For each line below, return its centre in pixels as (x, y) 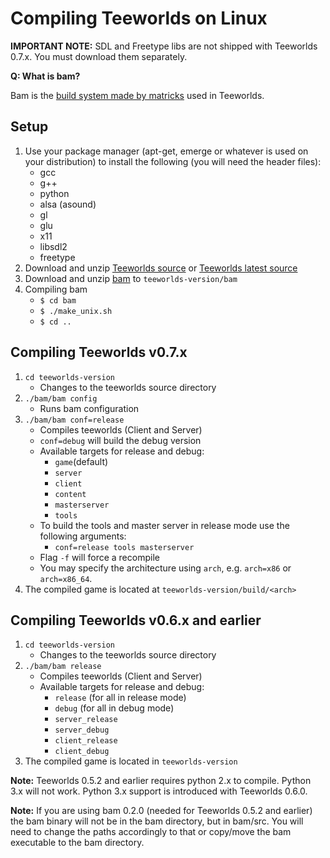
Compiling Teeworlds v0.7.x (99, 352)
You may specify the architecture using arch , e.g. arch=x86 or (165, 568)
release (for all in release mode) (120, 698)
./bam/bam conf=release (74, 420)
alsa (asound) (68, 204)
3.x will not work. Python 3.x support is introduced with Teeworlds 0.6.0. (159, 791)
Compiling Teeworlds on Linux (139, 18)
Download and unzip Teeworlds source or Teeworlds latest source (161, 268)
